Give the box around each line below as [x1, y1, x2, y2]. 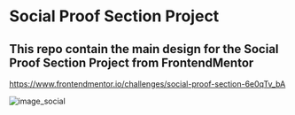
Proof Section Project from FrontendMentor [9, 55, 254, 70]
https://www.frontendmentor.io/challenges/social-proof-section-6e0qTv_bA [9, 79, 286, 89]
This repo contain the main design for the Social [9, 42, 279, 57]
